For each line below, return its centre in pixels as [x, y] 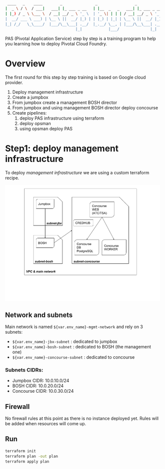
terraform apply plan [27, 461]
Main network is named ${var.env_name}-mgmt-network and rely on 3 [74, 327]
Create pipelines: [29, 113]
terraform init [21, 451]
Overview [25, 64]
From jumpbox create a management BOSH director [65, 103]
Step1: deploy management [62, 149]
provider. [14, 83]
